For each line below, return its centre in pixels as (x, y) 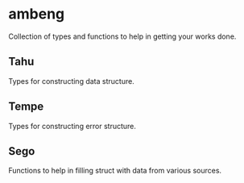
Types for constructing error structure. (72, 126)
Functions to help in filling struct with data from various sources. (115, 171)
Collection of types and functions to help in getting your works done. (122, 36)
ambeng (37, 14)
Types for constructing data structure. (71, 81)
